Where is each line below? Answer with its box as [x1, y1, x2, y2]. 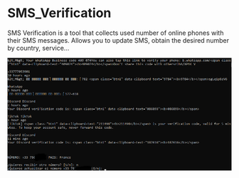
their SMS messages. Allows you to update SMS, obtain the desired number [7, 36, 230, 44]
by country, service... [7, 43, 70, 52]
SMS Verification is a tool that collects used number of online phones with [7, 28, 224, 37]
